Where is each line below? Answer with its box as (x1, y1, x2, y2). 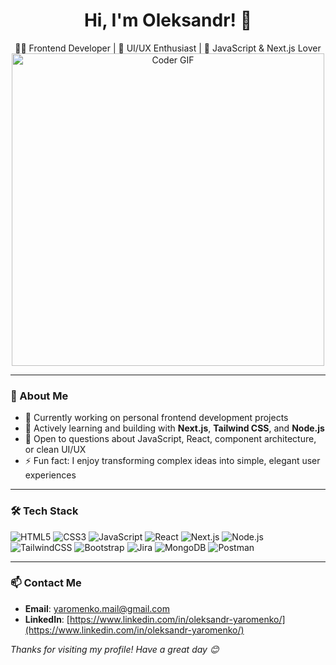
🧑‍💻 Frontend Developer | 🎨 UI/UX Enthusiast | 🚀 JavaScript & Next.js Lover (14, 42, 322, 54)
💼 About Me (10, 389, 69, 403)
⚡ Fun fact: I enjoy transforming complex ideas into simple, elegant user (24, 455, 321, 467)
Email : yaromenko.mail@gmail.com (24, 602, 170, 614)
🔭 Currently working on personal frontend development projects (24, 412, 289, 424)
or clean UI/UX (24, 444, 87, 456)
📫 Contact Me (10, 576, 82, 590)
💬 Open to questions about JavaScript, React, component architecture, (24, 433, 317, 445)
